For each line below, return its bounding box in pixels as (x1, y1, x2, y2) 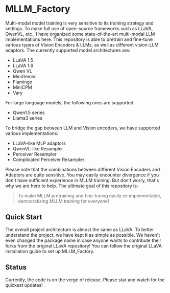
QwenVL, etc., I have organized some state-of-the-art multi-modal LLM (5, 31, 155, 37)
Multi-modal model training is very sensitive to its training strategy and (5, 20, 154, 26)
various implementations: (5, 130, 59, 136)
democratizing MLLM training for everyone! (17, 198, 109, 204)
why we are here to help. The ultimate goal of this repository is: (5, 183, 138, 189)
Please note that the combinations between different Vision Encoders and (5, 166, 160, 172)
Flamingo (12, 79, 33, 85)
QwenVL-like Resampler (12, 145, 63, 151)
